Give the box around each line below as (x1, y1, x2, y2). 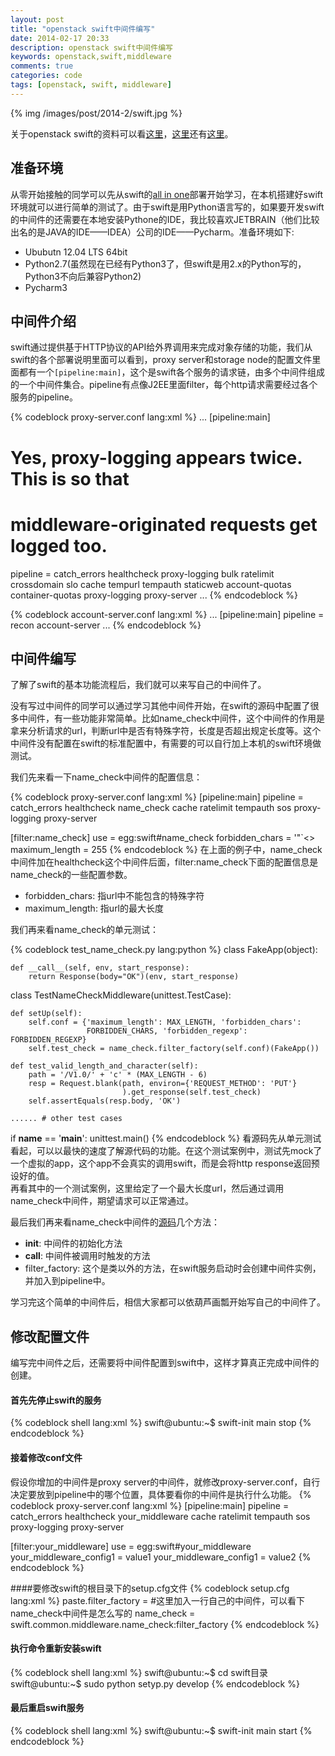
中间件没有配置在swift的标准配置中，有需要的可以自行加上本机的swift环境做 (10, 737, 322, 750)
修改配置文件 (10, 1328, 90, 1345)
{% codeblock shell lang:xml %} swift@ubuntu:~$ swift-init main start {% (10, 1724, 313, 1736)
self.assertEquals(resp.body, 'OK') (28, 1096, 182, 1106)
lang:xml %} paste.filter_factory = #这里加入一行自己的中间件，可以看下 (10, 1594, 306, 1606)
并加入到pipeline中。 (24, 1275, 111, 1287)
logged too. (10, 534, 108, 557)
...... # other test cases (10, 1114, 123, 1124)
